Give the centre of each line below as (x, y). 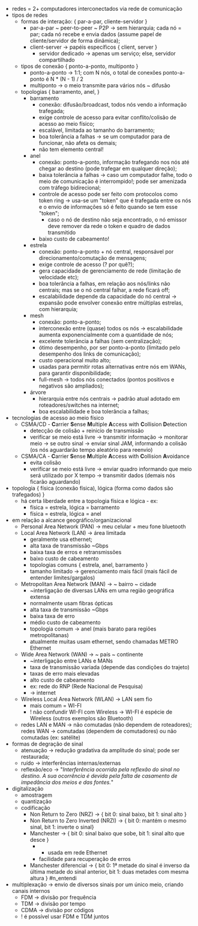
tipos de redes (30, 15)
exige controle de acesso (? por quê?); (86, 264)
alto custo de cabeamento (62, 680)
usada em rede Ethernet (78, 853)
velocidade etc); (59, 277)
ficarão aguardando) (55, 482)
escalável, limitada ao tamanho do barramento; (97, 130)
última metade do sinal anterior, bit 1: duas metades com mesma (109, 872)
